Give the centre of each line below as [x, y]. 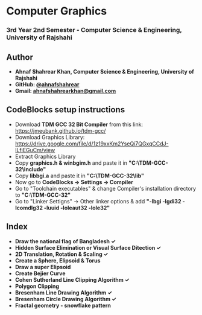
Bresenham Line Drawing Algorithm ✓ [64, 292]
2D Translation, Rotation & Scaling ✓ [62, 254]
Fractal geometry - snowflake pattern [63, 305]
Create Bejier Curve [40, 273]
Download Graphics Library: [50, 137]
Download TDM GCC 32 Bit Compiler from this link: [79, 124]
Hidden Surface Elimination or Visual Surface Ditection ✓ [88, 247]
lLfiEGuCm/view [35, 150]
